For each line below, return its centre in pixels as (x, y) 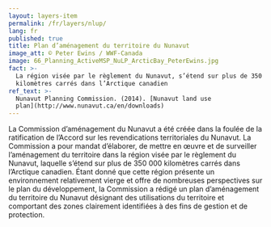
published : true (36, 38)
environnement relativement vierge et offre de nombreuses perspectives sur (135, 181)
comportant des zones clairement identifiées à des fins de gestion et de (128, 206)
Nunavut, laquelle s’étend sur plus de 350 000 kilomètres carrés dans (125, 163)
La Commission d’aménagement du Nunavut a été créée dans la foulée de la (135, 129)
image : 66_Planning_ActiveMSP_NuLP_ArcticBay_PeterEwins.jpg (114, 61)
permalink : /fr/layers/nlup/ (57, 23)
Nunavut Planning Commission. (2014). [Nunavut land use (114, 99)
